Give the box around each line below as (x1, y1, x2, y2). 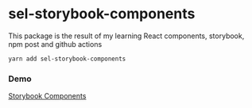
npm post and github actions (8, 39, 103, 48)
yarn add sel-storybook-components (8, 55, 126, 63)
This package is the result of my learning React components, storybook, (8, 31, 245, 40)
